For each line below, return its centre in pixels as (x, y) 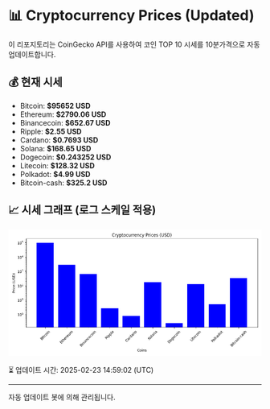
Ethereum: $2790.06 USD (63, 114)
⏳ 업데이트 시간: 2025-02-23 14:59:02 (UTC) (81, 370)
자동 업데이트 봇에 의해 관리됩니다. (62, 397)
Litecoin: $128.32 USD (57, 165)
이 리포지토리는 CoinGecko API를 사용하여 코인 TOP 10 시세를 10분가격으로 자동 (134, 44)
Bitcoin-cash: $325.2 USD (63, 183)
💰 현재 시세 (35, 83)
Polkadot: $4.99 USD (55, 174)
